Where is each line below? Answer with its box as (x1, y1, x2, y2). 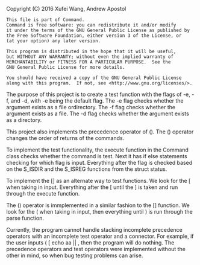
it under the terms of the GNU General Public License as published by (6, 27, 190, 33)
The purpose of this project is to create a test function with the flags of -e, (6, 91, 191, 98)
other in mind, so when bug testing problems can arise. (6, 252, 143, 259)
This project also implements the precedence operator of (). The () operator (6, 128, 194, 135)
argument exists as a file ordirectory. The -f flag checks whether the (6, 104, 176, 110)
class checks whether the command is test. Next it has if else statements (6, 153, 188, 159)
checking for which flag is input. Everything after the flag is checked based (6, 159, 193, 166)
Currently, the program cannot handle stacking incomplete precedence (6, 226, 183, 233)
